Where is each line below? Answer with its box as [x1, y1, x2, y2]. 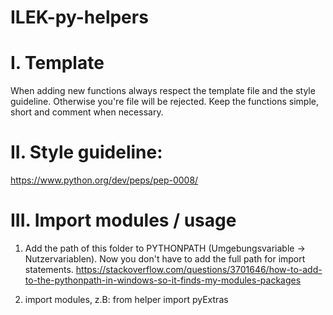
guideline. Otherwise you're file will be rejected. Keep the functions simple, [10, 96, 319, 108]
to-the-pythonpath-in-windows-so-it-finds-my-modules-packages [24, 274, 302, 286]
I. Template [10, 52, 105, 75]
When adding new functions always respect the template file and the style [10, 85, 316, 97]
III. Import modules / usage [10, 209, 237, 232]
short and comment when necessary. [10, 106, 164, 118]
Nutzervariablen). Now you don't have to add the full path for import [24, 253, 306, 265]
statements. [24, 264, 74, 275]
